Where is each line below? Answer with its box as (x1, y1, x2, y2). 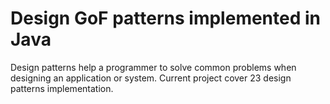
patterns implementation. (10, 82, 114, 94)
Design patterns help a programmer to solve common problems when (10, 61, 297, 73)
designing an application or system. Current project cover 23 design (10, 72, 292, 84)
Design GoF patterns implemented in (10, 7, 322, 30)
